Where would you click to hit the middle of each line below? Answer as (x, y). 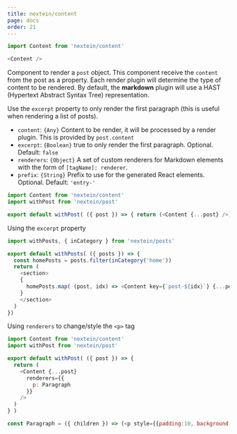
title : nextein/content (42, 14)
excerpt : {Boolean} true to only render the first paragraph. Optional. (115, 145)
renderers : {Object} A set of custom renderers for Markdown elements (120, 160)
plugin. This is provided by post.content (76, 138)
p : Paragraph (52, 385)
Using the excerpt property (47, 228)
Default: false (38, 152)
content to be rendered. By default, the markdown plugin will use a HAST (114, 88)
